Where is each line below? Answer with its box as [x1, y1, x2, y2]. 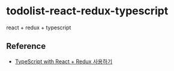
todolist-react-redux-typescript [6, 4, 169, 18]
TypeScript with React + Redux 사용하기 [14, 58, 113, 65]
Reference [6, 41, 46, 51]
